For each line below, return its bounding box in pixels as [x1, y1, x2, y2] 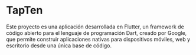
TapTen [6, 4, 43, 17]
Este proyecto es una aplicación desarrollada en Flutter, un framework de [6, 23, 184, 30]
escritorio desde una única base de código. [6, 42, 112, 49]
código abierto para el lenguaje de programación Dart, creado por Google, [6, 29, 187, 36]
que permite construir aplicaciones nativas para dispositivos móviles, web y [6, 35, 191, 43]
